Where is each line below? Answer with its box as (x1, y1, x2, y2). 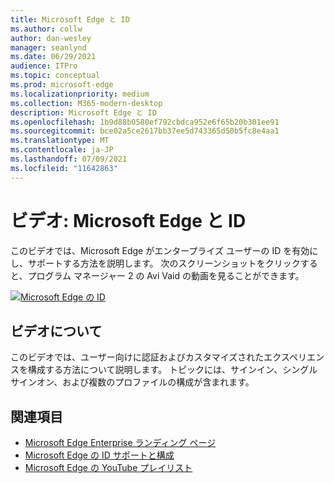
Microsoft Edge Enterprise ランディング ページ (24, 437, 217, 449)
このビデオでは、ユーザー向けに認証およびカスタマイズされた (10, 351, 265, 363)
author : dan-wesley (10, 33, 92, 43)
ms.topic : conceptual (10, 71, 101, 81)
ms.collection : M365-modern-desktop (10, 98, 163, 108)
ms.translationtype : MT (10, 136, 110, 146)
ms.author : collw (10, 24, 83, 34)
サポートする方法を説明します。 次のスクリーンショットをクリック (27, 257, 301, 269)
